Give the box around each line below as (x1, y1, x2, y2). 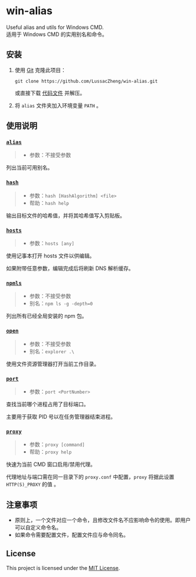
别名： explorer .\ (29, 347, 75, 355)
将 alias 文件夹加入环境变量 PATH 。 (14, 102, 102, 109)
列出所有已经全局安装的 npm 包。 (6, 312, 87, 320)
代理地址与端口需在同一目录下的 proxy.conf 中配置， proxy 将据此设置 (6, 474, 175, 481)
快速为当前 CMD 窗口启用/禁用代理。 (6, 461, 96, 468)
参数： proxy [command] (29, 441, 85, 448)
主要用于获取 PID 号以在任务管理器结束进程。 (6, 413, 116, 420)
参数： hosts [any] (29, 240, 75, 247)
